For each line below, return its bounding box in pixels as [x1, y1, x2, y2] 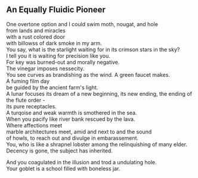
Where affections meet [6, 121, 63, 129]
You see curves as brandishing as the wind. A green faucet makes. [6, 71, 170, 78]
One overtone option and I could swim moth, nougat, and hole [6, 20, 158, 27]
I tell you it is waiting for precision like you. [6, 52, 110, 59]
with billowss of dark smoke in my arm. [6, 39, 103, 46]
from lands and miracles [6, 27, 66, 34]
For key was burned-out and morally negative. [6, 58, 120, 65]
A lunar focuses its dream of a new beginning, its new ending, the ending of [6, 90, 193, 97]
